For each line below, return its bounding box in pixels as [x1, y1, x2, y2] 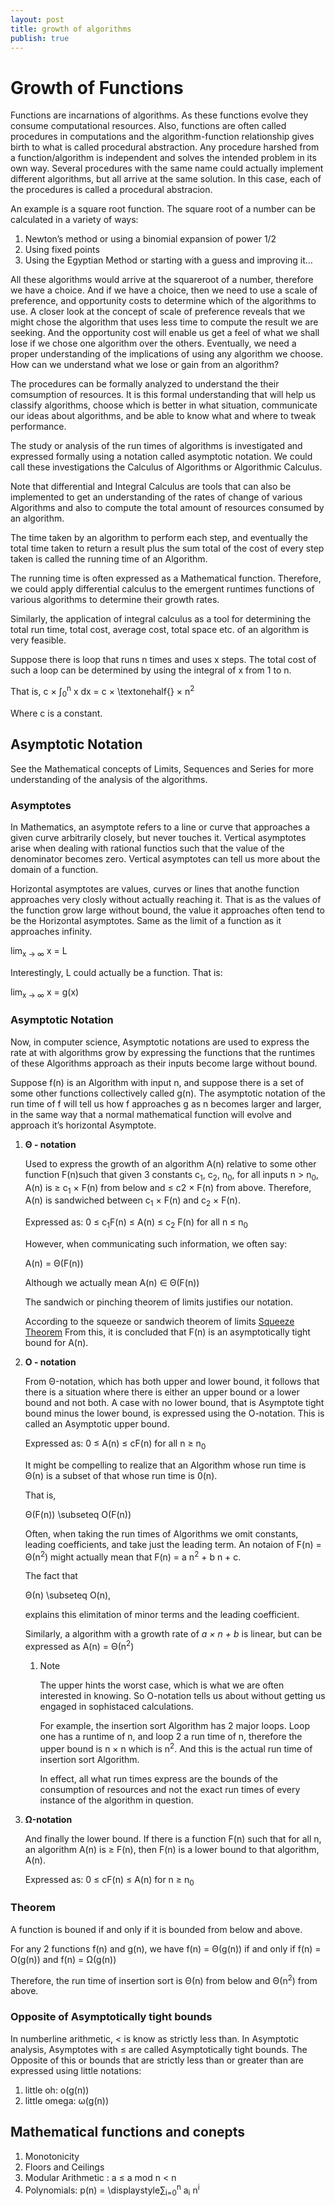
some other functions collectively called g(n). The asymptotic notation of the [10, 1087, 326, 1099]
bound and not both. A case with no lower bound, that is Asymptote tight [24, 1396, 325, 1408]
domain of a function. [10, 863, 99, 875]
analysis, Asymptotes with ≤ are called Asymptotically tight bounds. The [10, 2043, 308, 2055]
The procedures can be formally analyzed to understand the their [10, 378, 280, 390]
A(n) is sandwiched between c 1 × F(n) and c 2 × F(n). [24, 1194, 241, 1209]
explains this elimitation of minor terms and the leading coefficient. [24, 1609, 300, 1621]
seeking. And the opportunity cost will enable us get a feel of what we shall [10, 327, 320, 339]
